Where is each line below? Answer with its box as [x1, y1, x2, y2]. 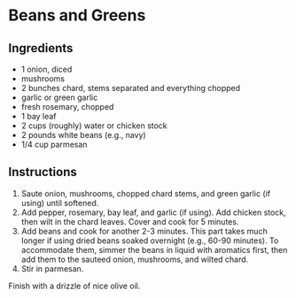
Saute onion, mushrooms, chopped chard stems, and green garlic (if [20, 187, 271, 199]
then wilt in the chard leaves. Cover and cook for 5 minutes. [20, 216, 239, 226]
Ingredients [8, 41, 74, 56]
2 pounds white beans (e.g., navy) [20, 130, 147, 140]
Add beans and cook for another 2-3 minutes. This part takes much [20, 225, 268, 236]
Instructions [8, 164, 77, 180]
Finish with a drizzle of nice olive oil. [8, 280, 141, 291]
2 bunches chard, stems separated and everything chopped [20, 83, 241, 93]
